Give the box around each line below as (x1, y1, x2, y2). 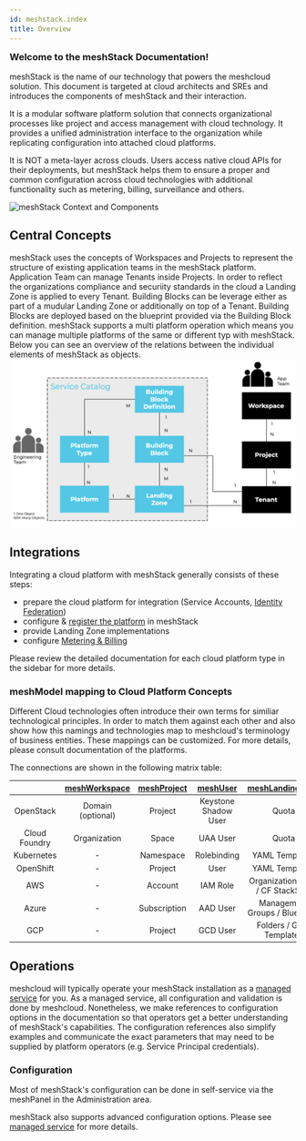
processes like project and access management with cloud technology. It (9, 117, 284, 128)
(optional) (78, 810, 117, 821)
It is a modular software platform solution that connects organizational (9, 107, 272, 118)
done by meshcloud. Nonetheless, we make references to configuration (9, 1002, 279, 1013)
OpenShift (16, 862, 55, 873)
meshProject (138, 782, 188, 793)
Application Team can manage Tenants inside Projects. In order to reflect (9, 271, 283, 282)
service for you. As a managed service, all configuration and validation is (9, 993, 283, 1003)
